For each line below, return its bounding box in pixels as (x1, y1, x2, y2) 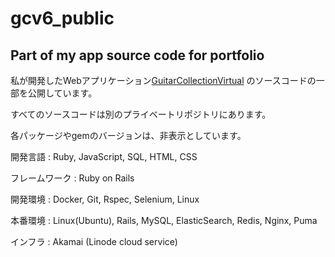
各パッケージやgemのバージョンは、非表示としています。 (10, 130, 247, 141)
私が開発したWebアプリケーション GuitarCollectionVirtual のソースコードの (10, 75, 317, 86)
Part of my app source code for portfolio (10, 47, 265, 64)
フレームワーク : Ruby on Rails (10, 172, 135, 184)
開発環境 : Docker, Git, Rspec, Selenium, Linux (10, 193, 200, 205)
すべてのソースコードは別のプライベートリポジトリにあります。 (10, 108, 272, 120)
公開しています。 (27, 87, 98, 99)
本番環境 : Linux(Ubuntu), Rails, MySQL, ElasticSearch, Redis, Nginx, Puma (10, 215, 318, 226)
